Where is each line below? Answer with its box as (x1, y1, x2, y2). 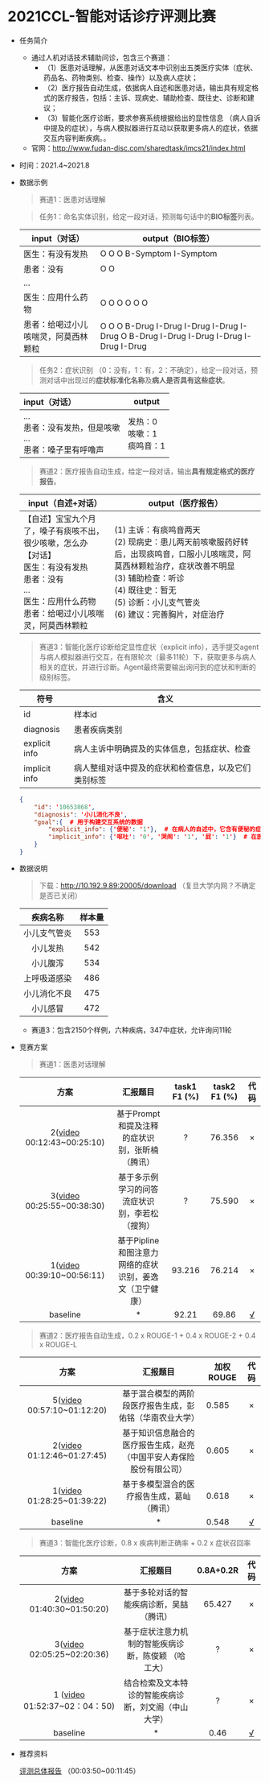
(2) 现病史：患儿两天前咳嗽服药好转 (114, 536, 249, 548)
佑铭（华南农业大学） (118, 1412, 200, 1423)
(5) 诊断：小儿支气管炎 (114, 597, 201, 608)
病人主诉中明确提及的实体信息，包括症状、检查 (74, 743, 251, 754)
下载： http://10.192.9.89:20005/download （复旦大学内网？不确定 (39, 880, 256, 890)
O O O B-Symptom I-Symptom (100, 247, 218, 259)
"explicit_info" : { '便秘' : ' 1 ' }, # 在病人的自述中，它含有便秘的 (48, 825, 256, 834)
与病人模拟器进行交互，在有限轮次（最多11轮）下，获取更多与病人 (39, 652, 256, 661)
